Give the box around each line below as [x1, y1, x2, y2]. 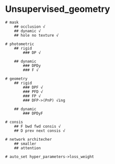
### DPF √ [23, 85, 43, 90]
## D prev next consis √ [14, 128, 65, 133]
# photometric [5, 41, 35, 47]
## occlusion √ [14, 24, 46, 29]
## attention [14, 145, 41, 151]
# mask [5, 20, 19, 25]
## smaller [14, 141, 37, 146]
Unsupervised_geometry [5, 3, 111, 15]
